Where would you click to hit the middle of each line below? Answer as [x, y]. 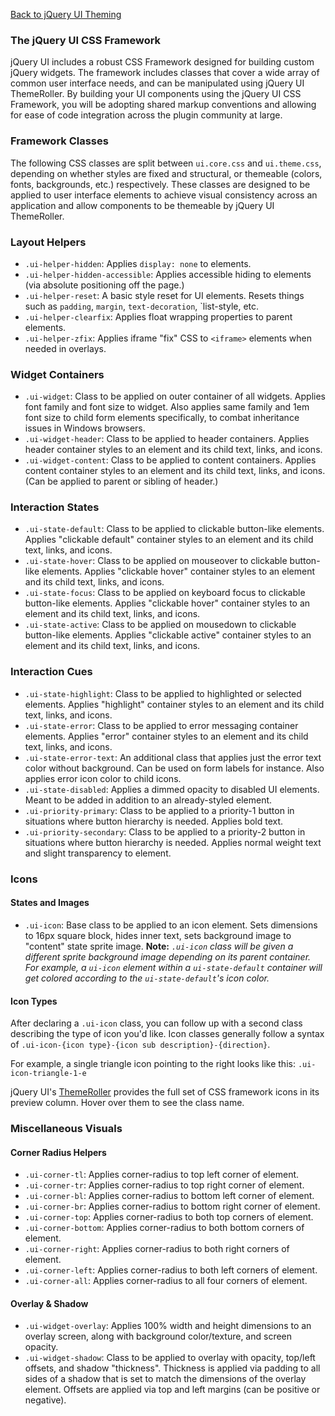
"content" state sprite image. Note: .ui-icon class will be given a [159, 946]
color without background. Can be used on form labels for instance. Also [174, 768]
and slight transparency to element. [98, 853]
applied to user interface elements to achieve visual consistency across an [164, 195]
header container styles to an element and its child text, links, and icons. [173, 450]
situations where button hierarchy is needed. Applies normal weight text [173, 842]
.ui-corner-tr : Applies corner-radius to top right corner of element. [164, 1185]
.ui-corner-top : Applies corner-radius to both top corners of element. [169, 1217]
